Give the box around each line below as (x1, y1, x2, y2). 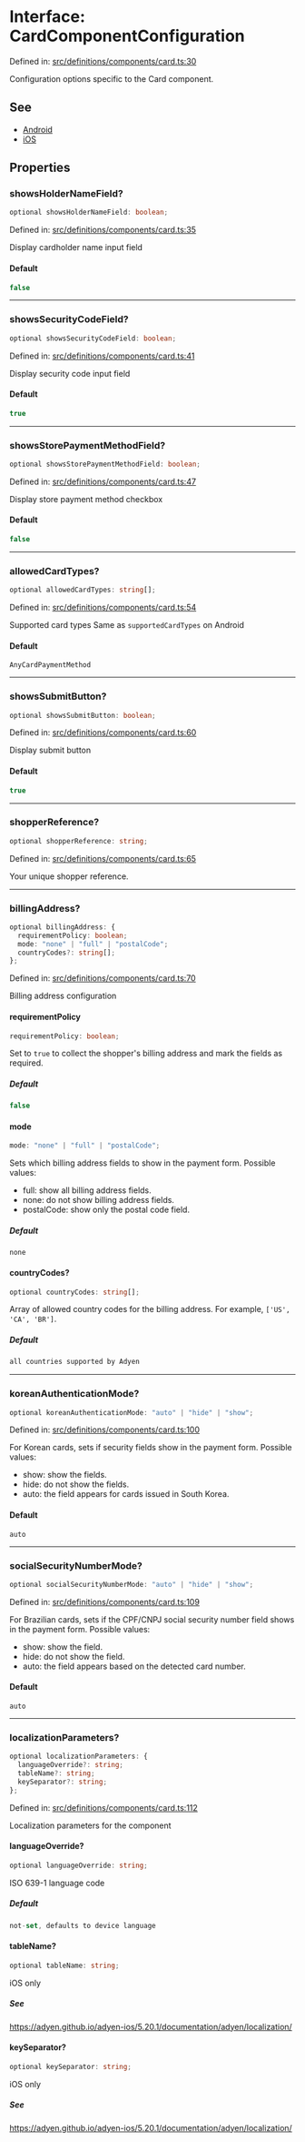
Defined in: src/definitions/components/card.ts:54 (9, 602, 197, 613)
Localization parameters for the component (9, 1820, 172, 1831)
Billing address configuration (9, 990, 117, 1002)
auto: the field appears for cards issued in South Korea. (22, 1489, 230, 1500)
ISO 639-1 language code (9, 1877, 105, 1888)
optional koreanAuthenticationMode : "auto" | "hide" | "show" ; (9, 1408, 254, 1417)
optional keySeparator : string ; (9, 2062, 132, 2071)
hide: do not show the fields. (22, 1479, 130, 1490)
